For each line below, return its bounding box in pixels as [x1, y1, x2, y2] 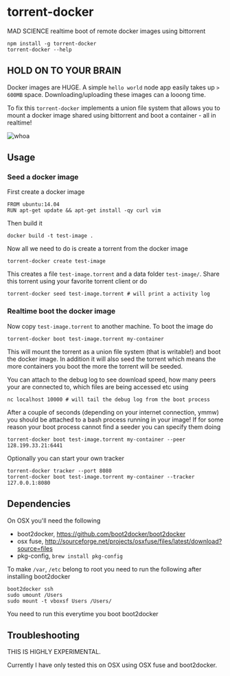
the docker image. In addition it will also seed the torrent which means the [7, 355, 216, 363]
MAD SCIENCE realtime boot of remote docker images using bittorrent [7, 27, 206, 35]
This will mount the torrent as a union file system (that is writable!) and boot [7, 347, 221, 356]
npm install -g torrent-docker [7, 40, 97, 47]
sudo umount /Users [7, 591, 63, 598]
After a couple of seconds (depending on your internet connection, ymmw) [7, 408, 220, 416]
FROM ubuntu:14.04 [7, 201, 60, 208]
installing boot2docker [7, 572, 71, 580]
